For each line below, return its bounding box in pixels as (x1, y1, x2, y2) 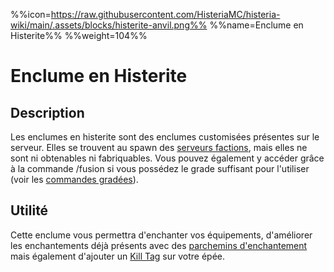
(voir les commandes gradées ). (10, 174, 139, 185)
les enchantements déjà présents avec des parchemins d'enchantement (10, 239, 308, 251)
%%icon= (10, 9, 52, 20)
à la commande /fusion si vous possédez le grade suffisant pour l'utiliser (10, 163, 310, 174)
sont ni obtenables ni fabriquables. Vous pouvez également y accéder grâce (10, 152, 325, 164)
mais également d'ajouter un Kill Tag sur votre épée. (10, 250, 226, 262)
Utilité (10, 202, 49, 219)
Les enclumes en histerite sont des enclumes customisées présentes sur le (10, 131, 320, 143)
